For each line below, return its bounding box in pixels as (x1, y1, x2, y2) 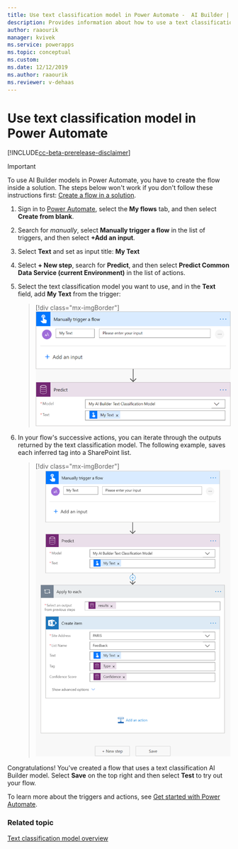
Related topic (7, 818, 55, 828)
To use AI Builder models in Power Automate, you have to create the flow (7, 176, 220, 184)
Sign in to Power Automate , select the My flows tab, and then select (17, 205, 217, 213)
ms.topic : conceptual (7, 49, 72, 56)
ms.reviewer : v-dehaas (7, 79, 74, 86)
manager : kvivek (7, 34, 55, 41)
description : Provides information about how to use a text (7, 18, 189, 26)
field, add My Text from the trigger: (17, 290, 121, 298)
